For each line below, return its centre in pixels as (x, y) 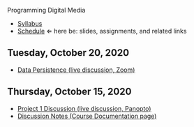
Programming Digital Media (46, 10)
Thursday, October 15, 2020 (69, 92)
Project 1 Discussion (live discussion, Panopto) (84, 108)
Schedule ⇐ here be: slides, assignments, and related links (102, 31)
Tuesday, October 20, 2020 (68, 53)
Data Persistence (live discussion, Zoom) (76, 70)
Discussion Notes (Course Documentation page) (87, 116)
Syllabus (30, 23)
